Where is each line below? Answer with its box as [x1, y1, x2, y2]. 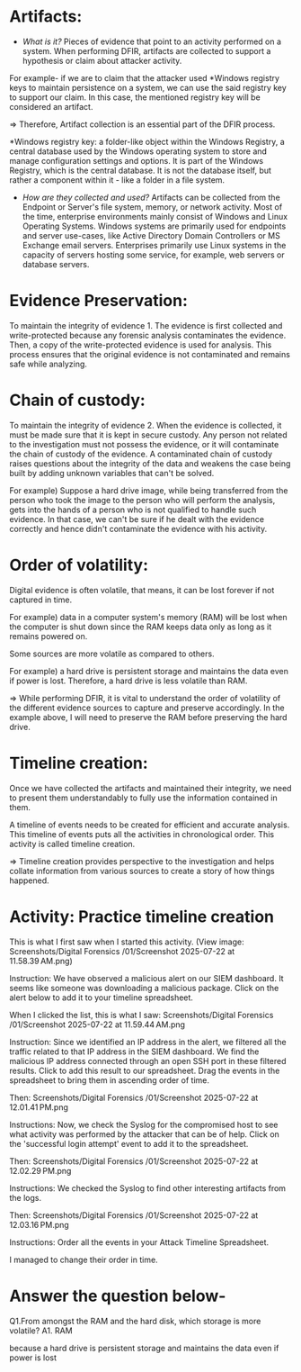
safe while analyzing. [9, 358, 88, 369]
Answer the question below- [9, 1286, 226, 1306]
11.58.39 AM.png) [9, 955, 74, 966]
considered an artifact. [9, 101, 93, 112]
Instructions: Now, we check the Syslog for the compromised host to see [9, 1119, 279, 1130]
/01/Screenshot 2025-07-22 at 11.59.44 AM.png [9, 1019, 186, 1030]
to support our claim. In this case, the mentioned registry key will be [9, 92, 261, 103]
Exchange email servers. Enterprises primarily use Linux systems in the [22, 239, 287, 250]
